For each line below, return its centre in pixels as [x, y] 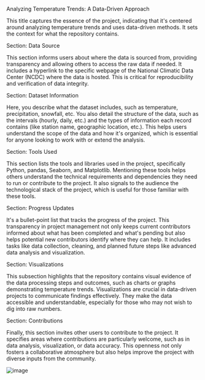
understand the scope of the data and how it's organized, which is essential [102, 133]
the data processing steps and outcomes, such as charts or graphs [91, 283]
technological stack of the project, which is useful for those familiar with [98, 190]
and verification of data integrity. [48, 83]
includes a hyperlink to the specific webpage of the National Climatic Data [100, 70]
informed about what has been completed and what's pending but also [96, 233]
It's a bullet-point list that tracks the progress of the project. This [88, 220]
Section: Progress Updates [41, 208]
